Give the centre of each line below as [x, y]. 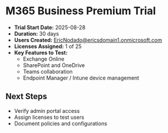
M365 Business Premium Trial [81, 11]
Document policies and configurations [61, 123]
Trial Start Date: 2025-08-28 [50, 27]
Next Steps [26, 96]
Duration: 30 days [37, 33]
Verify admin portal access [47, 110]
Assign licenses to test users [49, 117]
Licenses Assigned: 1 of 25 [48, 46]
